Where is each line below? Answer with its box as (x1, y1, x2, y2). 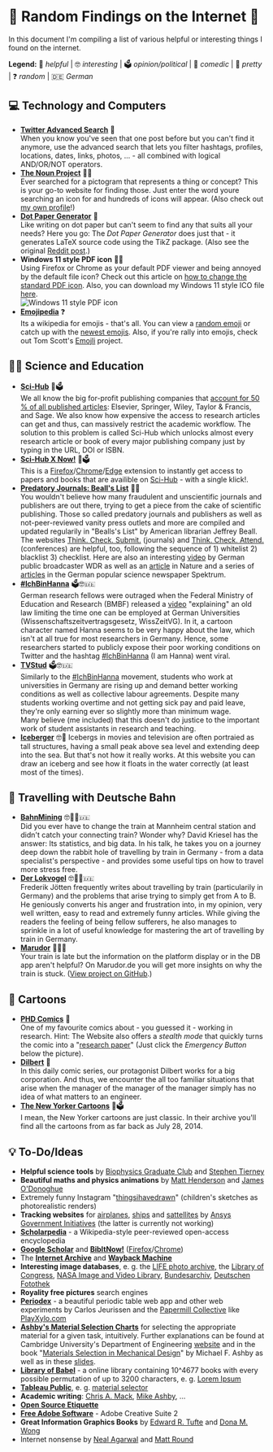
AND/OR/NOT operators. (19, 159, 103, 169)
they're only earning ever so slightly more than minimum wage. (19, 706, 232, 716)
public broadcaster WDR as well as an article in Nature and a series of (19, 560, 254, 570)
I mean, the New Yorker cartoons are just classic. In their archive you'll (19, 1113, 257, 1123)
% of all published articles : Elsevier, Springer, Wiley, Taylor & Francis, (19, 402, 252, 412)
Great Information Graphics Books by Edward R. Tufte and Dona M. (19, 1417, 249, 1427)
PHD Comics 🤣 (19, 1014, 71, 1024)
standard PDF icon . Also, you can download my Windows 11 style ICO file (19, 280, 265, 290)
